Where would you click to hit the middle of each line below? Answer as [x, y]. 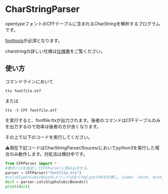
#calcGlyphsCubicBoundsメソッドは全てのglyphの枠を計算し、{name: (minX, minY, [84, 177]
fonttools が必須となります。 [34, 40]
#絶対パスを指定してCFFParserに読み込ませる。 [48, 168]
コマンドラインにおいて [29, 81]
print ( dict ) [17, 187]
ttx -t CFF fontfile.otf [31, 110]
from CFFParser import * [31, 163]
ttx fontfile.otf [23, 91]
